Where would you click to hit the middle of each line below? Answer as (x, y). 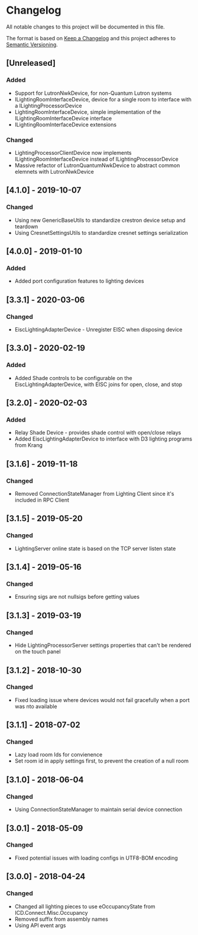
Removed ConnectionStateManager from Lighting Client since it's (94, 494)
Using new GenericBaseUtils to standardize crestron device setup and (100, 220)
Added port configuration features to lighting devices (79, 281)
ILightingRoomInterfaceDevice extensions (66, 125)
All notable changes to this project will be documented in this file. (86, 27)
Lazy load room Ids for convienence (59, 755)
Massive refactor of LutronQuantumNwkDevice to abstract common (97, 165)
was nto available (36, 706)
